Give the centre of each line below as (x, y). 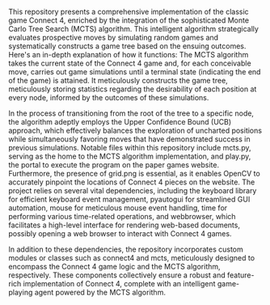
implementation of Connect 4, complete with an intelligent (119, 284)
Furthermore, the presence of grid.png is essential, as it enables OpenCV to (134, 174)
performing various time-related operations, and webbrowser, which (122, 216)
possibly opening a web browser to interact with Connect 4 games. (120, 233)
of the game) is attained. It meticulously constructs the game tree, (118, 80)
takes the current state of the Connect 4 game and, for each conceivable (130, 63)
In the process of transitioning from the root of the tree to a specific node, (131, 113)
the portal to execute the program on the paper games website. (114, 165)
